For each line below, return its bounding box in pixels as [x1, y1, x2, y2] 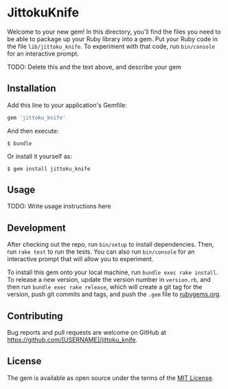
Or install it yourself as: [7, 152, 72, 160]
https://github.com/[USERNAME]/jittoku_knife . [7, 335, 138, 344]
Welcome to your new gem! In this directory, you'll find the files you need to [7, 27, 221, 36]
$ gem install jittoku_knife [7, 165, 91, 173]
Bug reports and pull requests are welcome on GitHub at [7, 329, 167, 337]
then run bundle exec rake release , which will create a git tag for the [7, 283, 203, 291]
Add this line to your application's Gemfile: [7, 101, 127, 109]
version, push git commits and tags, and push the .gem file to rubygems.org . [7, 290, 222, 298]
